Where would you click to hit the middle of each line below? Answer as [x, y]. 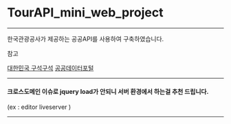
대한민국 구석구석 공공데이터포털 [51, 68]
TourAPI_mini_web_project [85, 13]
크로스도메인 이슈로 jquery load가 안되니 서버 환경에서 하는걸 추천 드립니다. [108, 91]
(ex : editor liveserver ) [39, 107]
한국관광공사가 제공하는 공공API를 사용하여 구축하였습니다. [86, 38]
